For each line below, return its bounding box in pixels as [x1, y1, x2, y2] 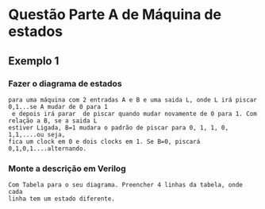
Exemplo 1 [8, 54, 60, 68]
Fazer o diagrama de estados [8, 78, 122, 89]
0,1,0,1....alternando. [8, 145, 87, 153]
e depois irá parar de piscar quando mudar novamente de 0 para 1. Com [11, 110, 258, 118]
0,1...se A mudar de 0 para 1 [8, 103, 109, 110]
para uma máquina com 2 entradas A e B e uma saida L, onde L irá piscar [8, 95, 258, 104]
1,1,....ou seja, [8, 130, 66, 138]
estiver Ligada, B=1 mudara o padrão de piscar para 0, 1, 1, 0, [8, 123, 229, 132]
